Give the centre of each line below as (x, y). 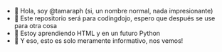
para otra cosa (36, 26)
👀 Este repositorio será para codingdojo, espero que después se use (115, 18)
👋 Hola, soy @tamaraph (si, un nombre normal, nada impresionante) (113, 11)
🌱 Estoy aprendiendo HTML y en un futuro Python (87, 33)
